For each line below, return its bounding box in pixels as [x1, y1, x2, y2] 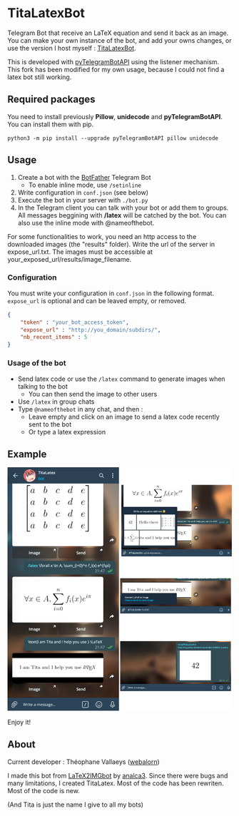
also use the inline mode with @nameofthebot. [17, 218, 155, 227]
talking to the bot [17, 382, 68, 390]
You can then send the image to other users [28, 389, 158, 398]
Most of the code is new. [7, 786, 80, 795]
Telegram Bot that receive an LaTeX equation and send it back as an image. [7, 29, 229, 37]
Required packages [7, 93, 96, 106]
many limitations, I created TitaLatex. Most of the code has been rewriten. [7, 779, 224, 787]
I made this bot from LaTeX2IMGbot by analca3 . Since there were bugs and [7, 771, 228, 780]
